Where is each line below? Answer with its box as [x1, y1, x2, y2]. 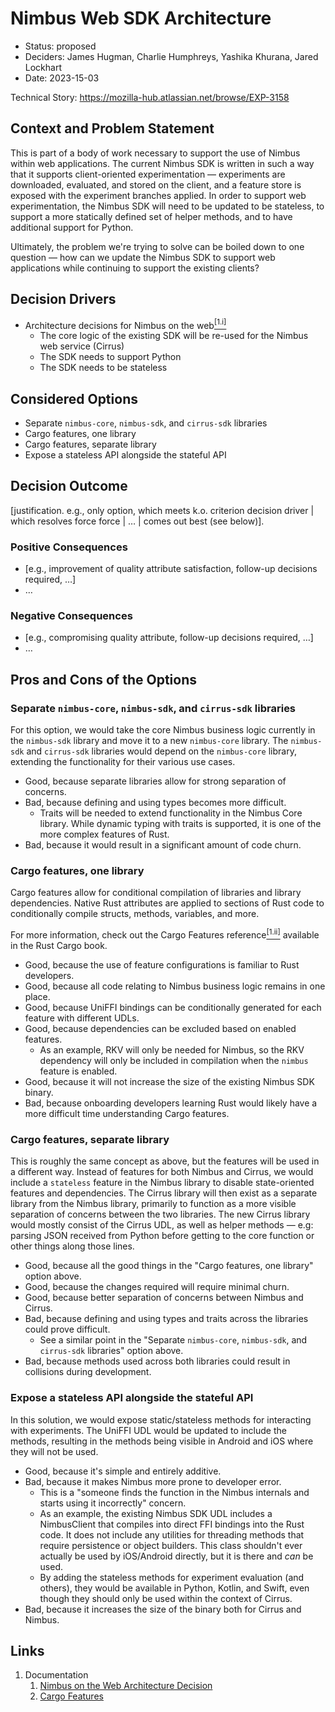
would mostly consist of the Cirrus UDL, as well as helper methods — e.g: [10, 1219, 314, 1231]
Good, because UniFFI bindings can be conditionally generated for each [24, 1002, 322, 1014]
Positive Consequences [10, 540, 128, 554]
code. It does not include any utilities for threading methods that [39, 1528, 305, 1541]
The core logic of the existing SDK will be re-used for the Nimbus [39, 330, 309, 342]
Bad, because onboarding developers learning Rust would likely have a [24, 1097, 318, 1109]
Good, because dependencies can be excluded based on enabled [24, 1023, 297, 1035]
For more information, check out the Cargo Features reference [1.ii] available [10, 927, 320, 941]
